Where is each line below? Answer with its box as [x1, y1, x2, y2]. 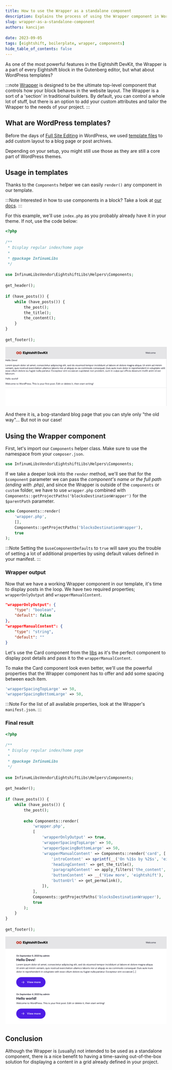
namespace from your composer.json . [5, 451, 84, 457]
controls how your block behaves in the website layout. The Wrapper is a [5, 87, 159, 94]
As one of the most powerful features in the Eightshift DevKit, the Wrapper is [5, 61, 167, 67]
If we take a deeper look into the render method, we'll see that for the [5, 471, 152, 477]
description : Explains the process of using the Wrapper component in [5, 13, 159, 19]
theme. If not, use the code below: [5, 218, 78, 224]
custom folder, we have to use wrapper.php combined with [5, 487, 126, 493]
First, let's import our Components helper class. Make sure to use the [5, 445, 147, 452]
